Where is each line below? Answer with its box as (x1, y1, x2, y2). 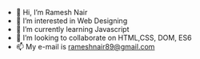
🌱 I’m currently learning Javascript (15, 25, 130, 33)
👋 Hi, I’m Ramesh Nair (15, 8, 88, 17)
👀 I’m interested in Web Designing (15, 16, 128, 26)
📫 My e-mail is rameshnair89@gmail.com (15, 42, 155, 51)
